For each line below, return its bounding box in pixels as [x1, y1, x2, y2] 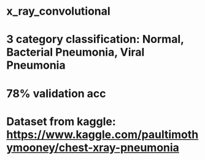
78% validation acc [6, 86, 106, 101]
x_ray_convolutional [6, 4, 110, 18]
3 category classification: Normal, [6, 32, 184, 47]
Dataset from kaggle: [6, 115, 117, 128]
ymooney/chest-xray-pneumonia [6, 140, 180, 154]
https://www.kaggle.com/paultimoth [6, 128, 199, 142]
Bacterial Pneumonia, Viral [6, 45, 145, 59]
